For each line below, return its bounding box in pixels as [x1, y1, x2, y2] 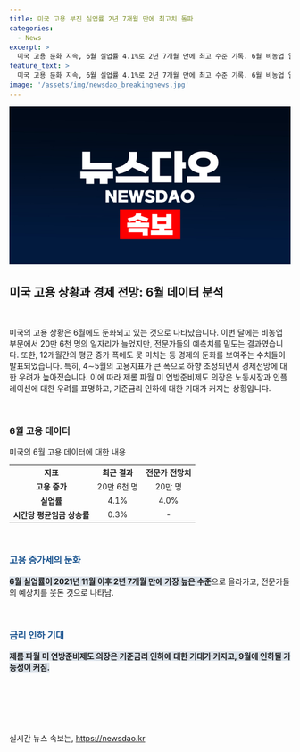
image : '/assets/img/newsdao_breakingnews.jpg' [9, 80, 190, 89]
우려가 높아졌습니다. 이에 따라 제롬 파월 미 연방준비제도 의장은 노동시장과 [18, 372, 271, 383]
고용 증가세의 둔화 [9, 554, 82, 566]
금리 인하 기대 [9, 629, 65, 641]
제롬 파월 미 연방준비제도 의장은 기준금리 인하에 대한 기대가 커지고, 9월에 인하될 [9, 650, 282, 661]
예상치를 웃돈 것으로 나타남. [18, 587, 114, 597]
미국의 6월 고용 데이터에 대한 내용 [9, 447, 127, 457]
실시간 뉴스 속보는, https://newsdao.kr [9, 732, 146, 743]
